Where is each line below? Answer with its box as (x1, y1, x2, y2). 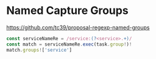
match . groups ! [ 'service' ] (6, 47, 72, 53)
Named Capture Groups (6, 4, 129, 18)
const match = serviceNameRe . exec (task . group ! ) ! (6, 41, 132, 47)
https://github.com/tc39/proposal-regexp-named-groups (6, 24, 150, 31)
